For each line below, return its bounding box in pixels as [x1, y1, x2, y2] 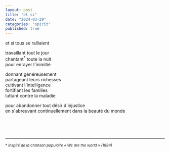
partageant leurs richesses [5, 76, 62, 82]
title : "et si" [5, 12, 37, 17]
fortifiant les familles [5, 87, 48, 93]
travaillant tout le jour [5, 50, 50, 56]
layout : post [5, 7, 33, 13]
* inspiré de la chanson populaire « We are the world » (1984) [5, 142, 113, 148]
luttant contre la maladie [5, 92, 56, 98]
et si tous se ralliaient [5, 40, 50, 46]
